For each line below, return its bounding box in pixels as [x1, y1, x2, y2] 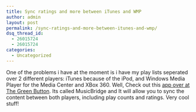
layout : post [6, 19, 38, 25]
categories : [6, 47, 36, 53]
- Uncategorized [11, 52, 52, 58]
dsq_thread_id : [6, 31, 44, 37]
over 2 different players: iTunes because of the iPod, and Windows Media [6, 75, 185, 82]
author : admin [6, 14, 41, 20]
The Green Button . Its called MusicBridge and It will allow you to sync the [6, 87, 185, 94]
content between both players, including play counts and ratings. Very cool [6, 94, 189, 101]
